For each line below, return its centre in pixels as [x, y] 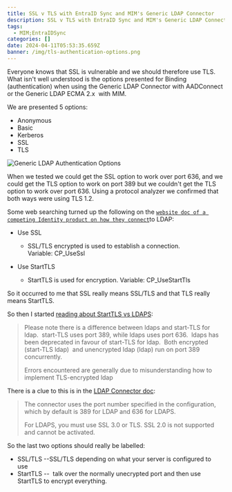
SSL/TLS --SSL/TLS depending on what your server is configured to [114, 459]
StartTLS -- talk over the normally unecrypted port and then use [109, 473]
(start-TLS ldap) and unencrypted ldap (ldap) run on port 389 [112, 349]
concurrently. [43, 357]
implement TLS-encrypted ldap [69, 377]
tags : [15, 26]
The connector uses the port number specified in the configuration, [120, 404]
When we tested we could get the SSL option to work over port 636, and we [115, 176]
